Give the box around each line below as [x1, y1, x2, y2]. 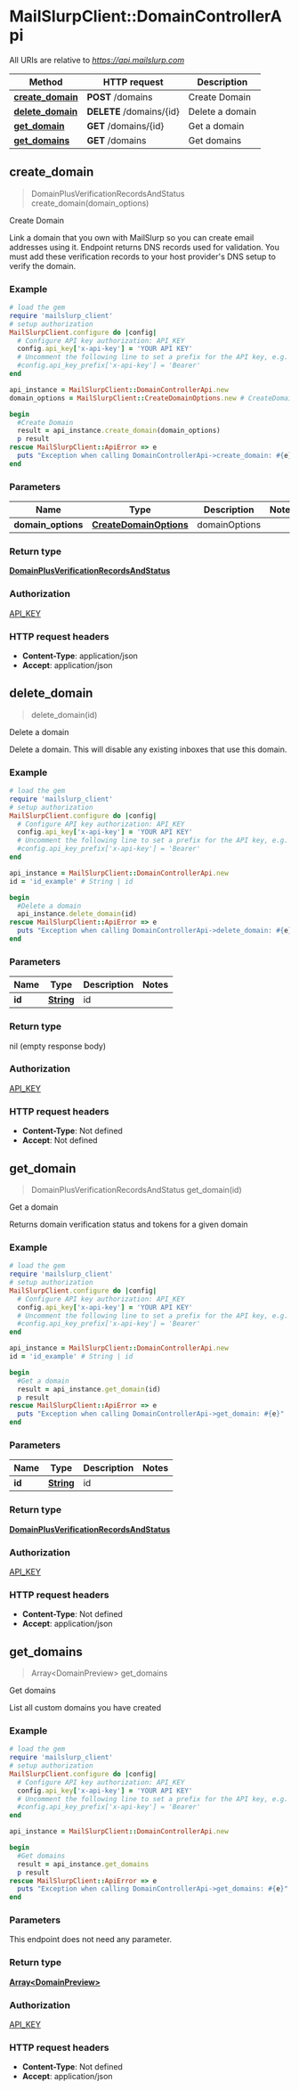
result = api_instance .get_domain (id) [17, 1384, 162, 1393]
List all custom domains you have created [9, 1702, 162, 1713]
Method [28, 76, 63, 88]
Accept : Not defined [21, 1135, 98, 1146]
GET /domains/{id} [86, 119, 165, 132]
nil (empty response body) [9, 1041, 107, 1051]
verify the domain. [9, 260, 77, 271]
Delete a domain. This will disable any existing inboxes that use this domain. [9, 744, 287, 755]
